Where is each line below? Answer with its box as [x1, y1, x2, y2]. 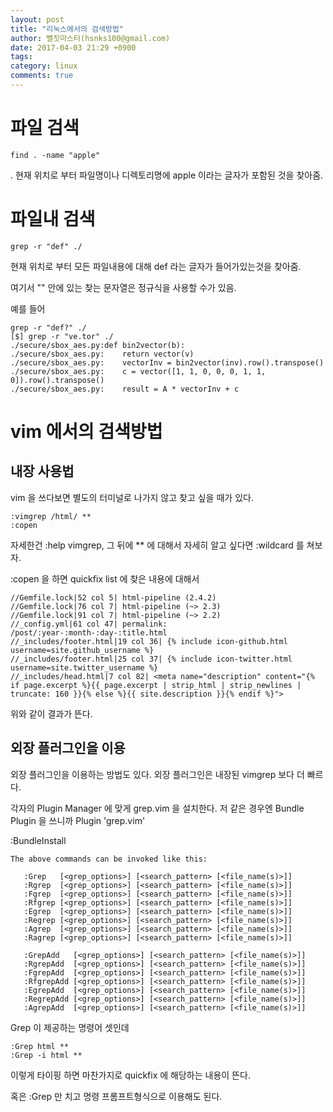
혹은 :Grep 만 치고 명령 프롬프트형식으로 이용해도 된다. [10, 1090, 223, 1102]
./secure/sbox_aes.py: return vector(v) [10, 349, 195, 359]
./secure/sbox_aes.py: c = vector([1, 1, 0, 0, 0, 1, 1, [10, 366, 267, 376]
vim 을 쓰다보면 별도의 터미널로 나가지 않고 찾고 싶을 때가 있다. [10, 491, 254, 503]
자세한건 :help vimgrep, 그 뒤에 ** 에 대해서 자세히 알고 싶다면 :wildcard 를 [10, 539, 305, 551]
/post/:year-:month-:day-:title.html [10, 627, 168, 638]
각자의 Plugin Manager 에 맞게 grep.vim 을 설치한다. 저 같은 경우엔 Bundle [10, 802, 305, 814]
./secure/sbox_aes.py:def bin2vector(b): [10, 340, 186, 350]
